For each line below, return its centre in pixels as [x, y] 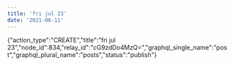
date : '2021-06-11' [36, 20]
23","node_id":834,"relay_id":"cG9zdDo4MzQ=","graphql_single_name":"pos [117, 47]
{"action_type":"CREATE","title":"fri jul [62, 40]
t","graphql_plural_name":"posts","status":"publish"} [82, 55]
